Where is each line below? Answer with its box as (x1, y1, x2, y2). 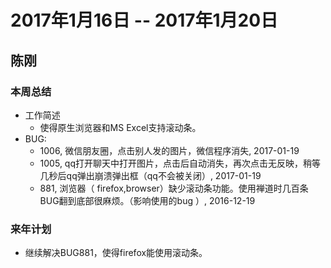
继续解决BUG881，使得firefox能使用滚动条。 (24, 247, 208, 259)
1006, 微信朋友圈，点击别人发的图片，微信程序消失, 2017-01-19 (39, 144, 300, 156)
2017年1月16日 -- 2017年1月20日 (10, 9, 279, 32)
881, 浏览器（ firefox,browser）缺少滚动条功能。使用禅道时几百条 (39, 182, 309, 194)
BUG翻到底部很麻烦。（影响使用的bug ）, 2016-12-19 (39, 194, 256, 206)
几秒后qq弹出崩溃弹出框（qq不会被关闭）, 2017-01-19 (39, 169, 262, 181)
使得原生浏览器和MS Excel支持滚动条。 (39, 121, 202, 133)
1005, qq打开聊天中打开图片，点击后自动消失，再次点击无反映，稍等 (39, 157, 321, 169)
